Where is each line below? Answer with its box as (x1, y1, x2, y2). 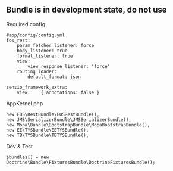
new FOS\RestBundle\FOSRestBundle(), (6, 111, 100, 117)
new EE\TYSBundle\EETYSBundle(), (6, 127, 89, 133)
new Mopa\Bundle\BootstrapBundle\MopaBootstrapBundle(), (6, 122, 150, 128)
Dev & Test (6, 142, 33, 150)
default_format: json (27, 74, 81, 80)
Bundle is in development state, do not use (6, 5, 168, 15)
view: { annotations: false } (17, 89, 100, 95)
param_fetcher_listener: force (17, 42, 95, 48)
